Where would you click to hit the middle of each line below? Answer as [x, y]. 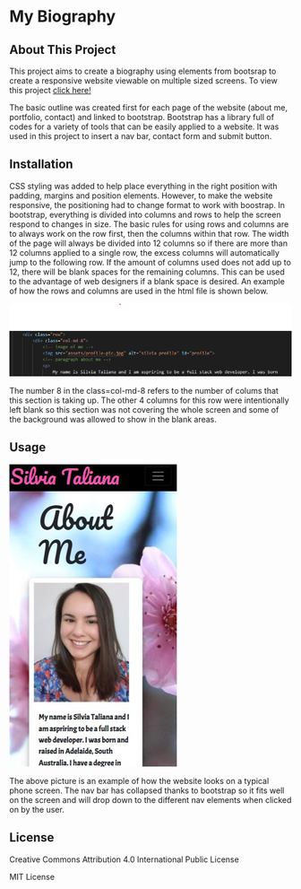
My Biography [63, 17]
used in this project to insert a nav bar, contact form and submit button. [141, 136]
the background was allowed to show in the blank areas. [113, 420]
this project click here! [50, 90]
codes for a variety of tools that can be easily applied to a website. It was [144, 126]
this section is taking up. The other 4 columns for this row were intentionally [149, 400]
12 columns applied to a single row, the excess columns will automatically [145, 252]
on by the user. [37, 809]
